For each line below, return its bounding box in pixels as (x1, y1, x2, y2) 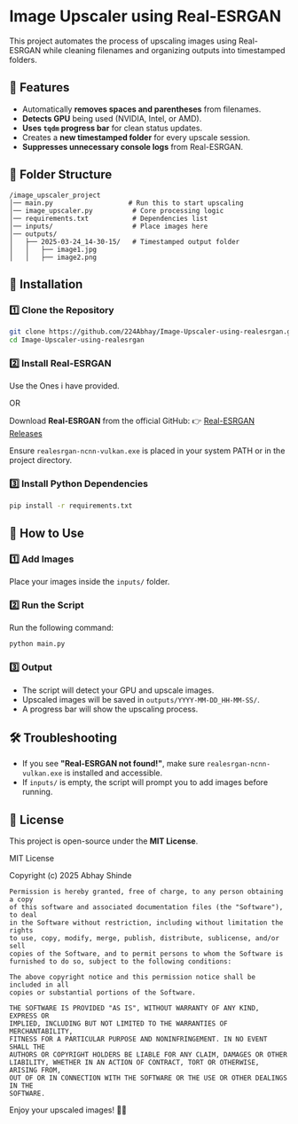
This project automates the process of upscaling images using (9, 35, 237, 46)
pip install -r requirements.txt (9, 501, 133, 510)
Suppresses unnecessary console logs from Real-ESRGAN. (21, 141, 244, 152)
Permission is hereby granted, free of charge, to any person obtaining (9, 887, 284, 897)
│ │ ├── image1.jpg (9, 245, 98, 254)
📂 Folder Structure (9, 167, 113, 183)
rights (9, 926, 34, 935)
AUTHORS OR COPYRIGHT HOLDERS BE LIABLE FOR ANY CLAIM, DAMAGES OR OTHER (9, 1050, 288, 1059)
